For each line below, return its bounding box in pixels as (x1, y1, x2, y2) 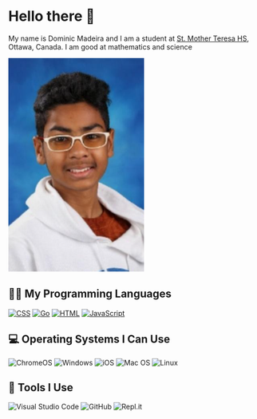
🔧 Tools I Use (8, 381, 73, 394)
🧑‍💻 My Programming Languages (8, 287, 172, 301)
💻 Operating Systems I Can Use (8, 333, 170, 346)
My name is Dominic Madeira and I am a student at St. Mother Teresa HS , (8, 34, 250, 43)
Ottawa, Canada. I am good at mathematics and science (8, 42, 193, 51)
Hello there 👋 (8, 7, 96, 26)
